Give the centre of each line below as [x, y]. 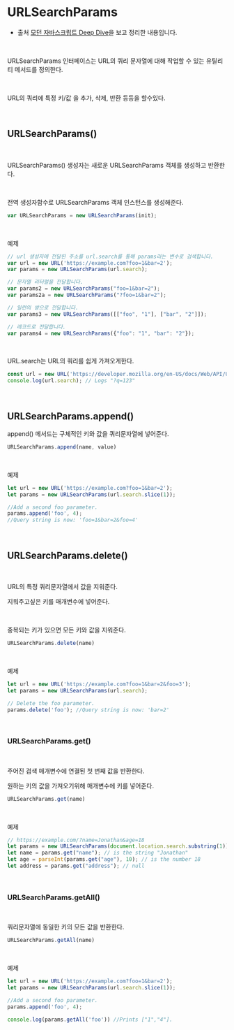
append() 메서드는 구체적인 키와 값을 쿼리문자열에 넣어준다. [88, 433]
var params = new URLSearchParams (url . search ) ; [78, 270]
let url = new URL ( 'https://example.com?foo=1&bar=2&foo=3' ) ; [99, 684]
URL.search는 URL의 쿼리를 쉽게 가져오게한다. [71, 361]
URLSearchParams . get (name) [46, 799]
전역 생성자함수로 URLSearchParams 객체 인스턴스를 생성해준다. [95, 202]
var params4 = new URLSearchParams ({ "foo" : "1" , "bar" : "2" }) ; [101, 333]
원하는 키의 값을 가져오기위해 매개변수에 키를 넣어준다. [81, 785]
